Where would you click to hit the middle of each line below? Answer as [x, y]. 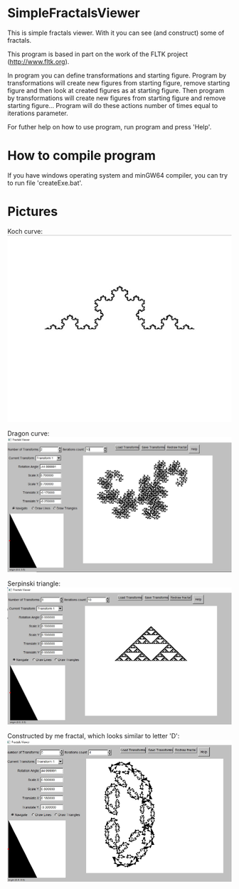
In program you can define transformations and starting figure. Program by [117, 75]
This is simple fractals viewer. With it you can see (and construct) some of [116, 33]
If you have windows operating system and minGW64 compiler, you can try [118, 175]
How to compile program [82, 156]
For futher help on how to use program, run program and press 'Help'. [110, 126]
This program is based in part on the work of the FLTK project [98, 54]
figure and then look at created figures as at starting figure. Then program [116, 90]
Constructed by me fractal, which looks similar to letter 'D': [94, 736]
